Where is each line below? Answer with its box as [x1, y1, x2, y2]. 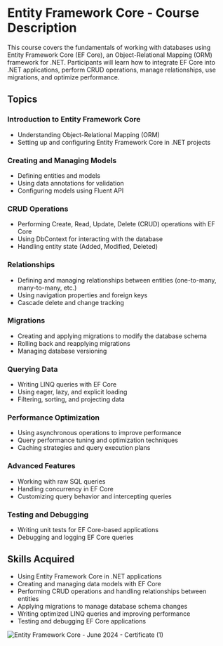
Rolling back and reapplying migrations [17, 339, 131, 347]
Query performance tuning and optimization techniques [17, 436, 179, 444]
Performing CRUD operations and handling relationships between [17, 587, 207, 595]
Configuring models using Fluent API [17, 186, 124, 195]
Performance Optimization [7, 413, 100, 422]
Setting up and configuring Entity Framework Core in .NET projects [17, 138, 211, 146]
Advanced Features [7, 461, 76, 471]
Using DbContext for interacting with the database [17, 235, 163, 243]
